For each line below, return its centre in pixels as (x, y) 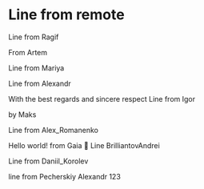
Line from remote (67, 15)
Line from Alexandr (40, 83)
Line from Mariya (36, 68)
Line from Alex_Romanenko (53, 130)
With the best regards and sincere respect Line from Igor (102, 99)
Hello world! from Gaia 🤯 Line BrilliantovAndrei (84, 145)
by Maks (22, 115)
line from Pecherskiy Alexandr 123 (65, 176)
